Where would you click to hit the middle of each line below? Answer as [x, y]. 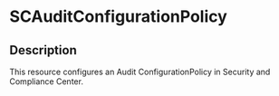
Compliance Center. [47, 82]
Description [43, 50]
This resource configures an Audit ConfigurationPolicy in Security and [140, 72]
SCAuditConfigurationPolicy [119, 17]
